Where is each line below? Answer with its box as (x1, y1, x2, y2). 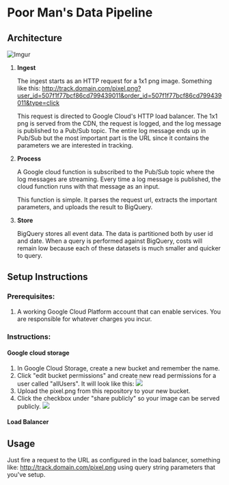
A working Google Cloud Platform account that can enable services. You (16, 307, 221, 316)
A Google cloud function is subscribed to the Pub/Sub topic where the (16, 168, 215, 176)
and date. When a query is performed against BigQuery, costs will (16, 237, 203, 245)
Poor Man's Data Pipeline (7, 5, 153, 21)
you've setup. (7, 471, 46, 479)
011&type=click (16, 99, 60, 107)
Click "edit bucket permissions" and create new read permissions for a (16, 371, 217, 379)
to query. (16, 252, 43, 259)
